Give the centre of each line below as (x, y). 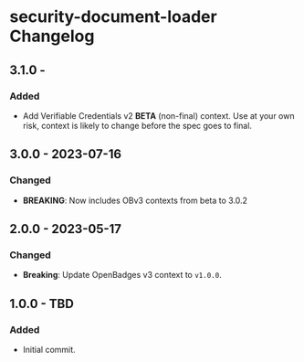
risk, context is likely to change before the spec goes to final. (137, 125)
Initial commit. (49, 349)
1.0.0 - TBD (42, 303)
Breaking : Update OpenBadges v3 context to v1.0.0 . (122, 275)
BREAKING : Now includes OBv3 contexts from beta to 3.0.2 (135, 200)
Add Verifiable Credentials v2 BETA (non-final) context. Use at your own (158, 115)
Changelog (52, 36)
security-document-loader (113, 17)
